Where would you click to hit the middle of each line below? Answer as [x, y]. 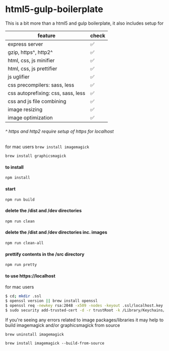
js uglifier [19, 76]
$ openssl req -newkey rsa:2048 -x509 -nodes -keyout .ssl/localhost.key [84, 306]
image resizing [25, 109]
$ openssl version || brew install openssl [52, 301]
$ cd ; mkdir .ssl [23, 296]
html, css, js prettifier [32, 68]
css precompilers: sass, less [41, 85]
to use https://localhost [30, 276]
